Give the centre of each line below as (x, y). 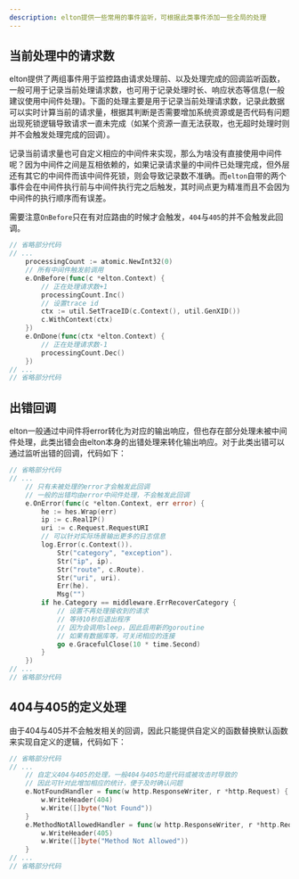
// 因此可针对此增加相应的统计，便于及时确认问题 (104, 784)
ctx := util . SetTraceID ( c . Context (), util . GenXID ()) (141, 312)
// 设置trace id (70, 303)
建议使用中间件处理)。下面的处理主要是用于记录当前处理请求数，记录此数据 (147, 101)
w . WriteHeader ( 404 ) (77, 800)
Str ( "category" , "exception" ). (115, 553)
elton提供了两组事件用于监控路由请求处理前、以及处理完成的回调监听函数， (147, 79)
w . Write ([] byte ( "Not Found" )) (97, 808)
